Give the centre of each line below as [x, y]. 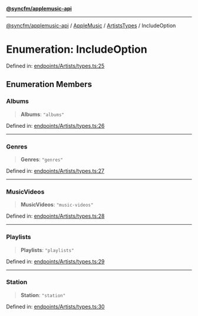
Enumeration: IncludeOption [77, 49]
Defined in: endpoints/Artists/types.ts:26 [55, 125]
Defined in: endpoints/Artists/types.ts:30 [55, 307]
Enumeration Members [49, 84]
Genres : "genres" [42, 159]
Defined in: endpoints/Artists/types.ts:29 [55, 261]
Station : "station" [43, 295]
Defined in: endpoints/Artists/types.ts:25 [55, 66]
